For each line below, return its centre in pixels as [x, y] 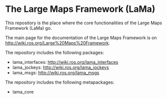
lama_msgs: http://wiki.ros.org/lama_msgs [56, 72]
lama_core [23, 92]
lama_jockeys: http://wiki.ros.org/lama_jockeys [61, 67]
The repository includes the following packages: [55, 52]
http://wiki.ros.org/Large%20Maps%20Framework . [58, 43]
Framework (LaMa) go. [29, 28]
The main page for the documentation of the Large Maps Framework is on [81, 38]
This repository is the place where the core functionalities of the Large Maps [84, 23]
